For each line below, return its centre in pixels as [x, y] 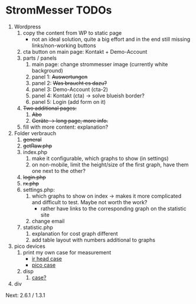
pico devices [30, 246]
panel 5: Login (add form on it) [69, 102]
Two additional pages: [50, 108]
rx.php [31, 183]
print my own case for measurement [67, 252]
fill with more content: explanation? [66, 127]
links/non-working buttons [64, 45]
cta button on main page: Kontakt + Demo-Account [85, 51]
